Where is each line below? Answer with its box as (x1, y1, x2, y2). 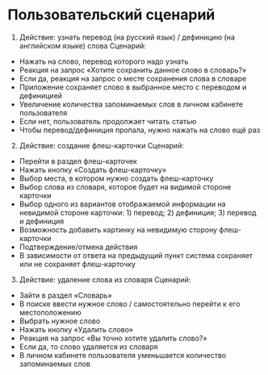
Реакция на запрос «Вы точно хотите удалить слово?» (19, 333, 207, 343)
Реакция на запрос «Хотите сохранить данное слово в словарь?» (19, 65, 247, 74)
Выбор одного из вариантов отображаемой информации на (19, 199, 227, 209)
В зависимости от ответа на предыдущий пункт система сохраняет (19, 250, 253, 260)
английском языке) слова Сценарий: (19, 40, 147, 50)
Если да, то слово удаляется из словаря (19, 341, 158, 352)
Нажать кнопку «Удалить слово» (19, 324, 134, 334)
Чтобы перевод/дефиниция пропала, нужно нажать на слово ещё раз (19, 125, 261, 135)
